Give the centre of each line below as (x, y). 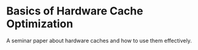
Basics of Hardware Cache (75, 11)
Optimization (40, 24)
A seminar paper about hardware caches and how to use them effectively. (99, 40)
